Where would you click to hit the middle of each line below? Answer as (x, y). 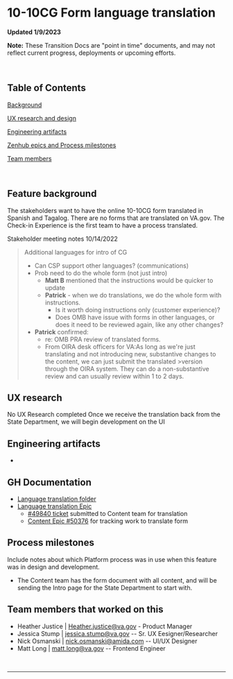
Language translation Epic (54, 506)
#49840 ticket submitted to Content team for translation (107, 514)
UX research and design (42, 118)
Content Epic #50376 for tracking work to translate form (108, 521)
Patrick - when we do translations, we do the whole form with (133, 295)
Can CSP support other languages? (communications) (112, 266)
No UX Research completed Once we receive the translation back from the (114, 415)
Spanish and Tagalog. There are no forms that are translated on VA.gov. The (116, 218)
